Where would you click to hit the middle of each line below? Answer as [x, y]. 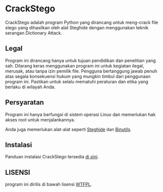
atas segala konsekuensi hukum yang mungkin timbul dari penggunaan [78, 76]
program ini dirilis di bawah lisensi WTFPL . [49, 185]
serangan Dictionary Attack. [34, 33]
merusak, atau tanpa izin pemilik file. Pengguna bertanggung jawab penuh [81, 71]
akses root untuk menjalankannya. [40, 120]
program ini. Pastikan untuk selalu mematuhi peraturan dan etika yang [77, 81]
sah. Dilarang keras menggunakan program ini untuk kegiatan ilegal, [75, 65]
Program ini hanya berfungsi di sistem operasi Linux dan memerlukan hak [80, 114]
